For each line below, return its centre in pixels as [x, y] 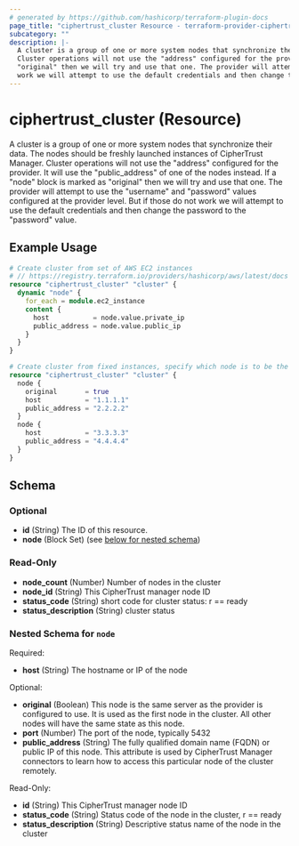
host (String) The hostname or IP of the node [105, 670]
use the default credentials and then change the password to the [128, 210]
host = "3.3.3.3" [77, 433]
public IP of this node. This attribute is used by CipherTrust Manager [147, 752]
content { [44, 309]
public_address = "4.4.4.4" [77, 441]
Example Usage [53, 248]
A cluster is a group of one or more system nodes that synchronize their [141, 144]
